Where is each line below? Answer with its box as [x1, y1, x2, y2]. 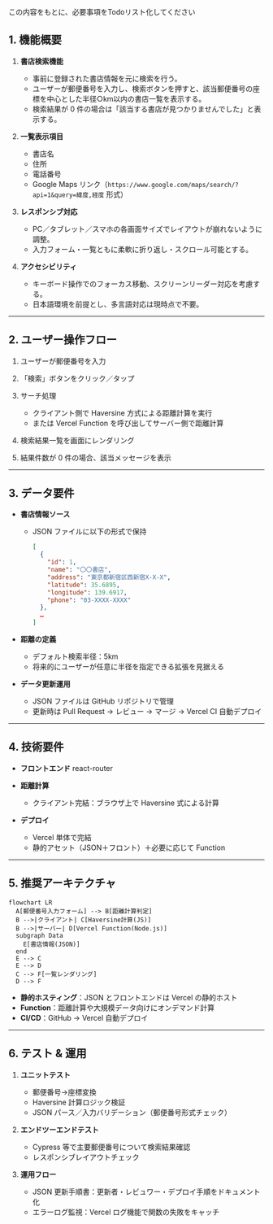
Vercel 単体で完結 [32, 832, 92, 842]
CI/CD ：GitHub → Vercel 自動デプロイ [19, 1013, 149, 1022]
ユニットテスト [19, 1069, 71, 1079]
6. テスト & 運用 [8, 1047, 87, 1061]
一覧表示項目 [19, 131, 63, 141]
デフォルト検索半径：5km [32, 651, 119, 661]
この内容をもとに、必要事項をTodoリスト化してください [8, 7, 196, 16]
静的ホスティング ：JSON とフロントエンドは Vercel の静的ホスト [19, 992, 238, 1002]
